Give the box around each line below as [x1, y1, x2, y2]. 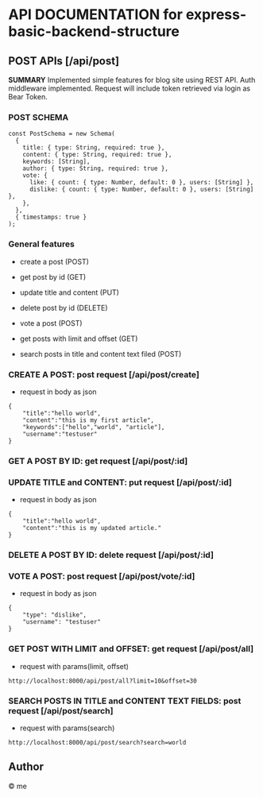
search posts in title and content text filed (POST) [19, 349, 182, 358]
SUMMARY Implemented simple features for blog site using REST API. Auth [8, 75, 256, 84]
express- [185, 6, 247, 24]
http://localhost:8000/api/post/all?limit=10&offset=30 [8, 677, 197, 685]
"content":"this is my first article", [22, 416, 155, 424]
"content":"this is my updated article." [22, 524, 161, 532]
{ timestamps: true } [15, 213, 87, 222]
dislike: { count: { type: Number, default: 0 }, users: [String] [29, 185, 254, 194]
